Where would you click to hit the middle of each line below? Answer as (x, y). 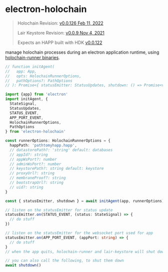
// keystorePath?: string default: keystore (57, 169)
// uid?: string (26, 187)
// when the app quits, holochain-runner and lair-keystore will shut (80, 251)
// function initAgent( (30, 67)
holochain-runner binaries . (32, 57)
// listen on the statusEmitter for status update (59, 210)
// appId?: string (29, 155)
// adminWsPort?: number (35, 164)
